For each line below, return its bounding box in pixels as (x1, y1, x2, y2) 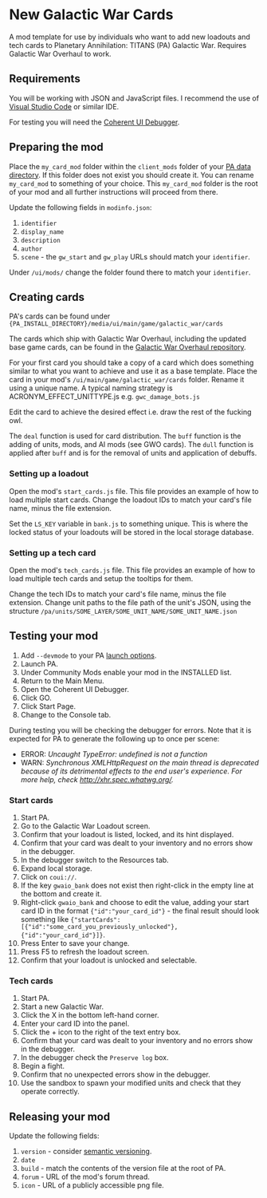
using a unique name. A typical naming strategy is (9, 383, 174, 393)
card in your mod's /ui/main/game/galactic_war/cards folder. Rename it (9, 375, 245, 385)
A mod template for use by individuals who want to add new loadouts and (9, 32, 250, 42)
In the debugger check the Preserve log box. (20, 1053, 170, 1062)
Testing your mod (9, 629, 99, 643)
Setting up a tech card (9, 547, 96, 558)
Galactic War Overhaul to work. (9, 49, 112, 58)
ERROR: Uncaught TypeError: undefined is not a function (20, 749, 208, 759)
